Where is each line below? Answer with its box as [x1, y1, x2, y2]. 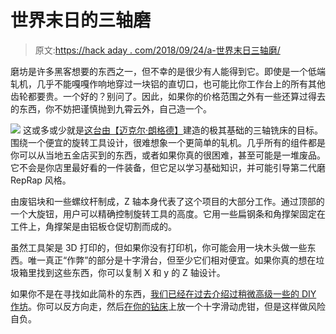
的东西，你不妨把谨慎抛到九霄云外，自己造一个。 [10, 102, 212, 115]
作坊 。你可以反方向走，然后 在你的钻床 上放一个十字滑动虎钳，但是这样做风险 [10, 300, 326, 312]
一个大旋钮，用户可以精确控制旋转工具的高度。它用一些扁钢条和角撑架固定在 [10, 207, 326, 220]
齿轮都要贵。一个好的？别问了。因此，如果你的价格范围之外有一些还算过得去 [10, 90, 326, 102]
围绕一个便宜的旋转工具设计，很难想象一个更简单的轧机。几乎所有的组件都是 [10, 136, 326, 148]
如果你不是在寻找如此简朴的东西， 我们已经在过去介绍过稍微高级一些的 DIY [10, 287, 317, 300]
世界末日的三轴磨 [10, 9, 152, 32]
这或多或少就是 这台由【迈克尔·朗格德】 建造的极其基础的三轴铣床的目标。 [22, 124, 323, 136]
